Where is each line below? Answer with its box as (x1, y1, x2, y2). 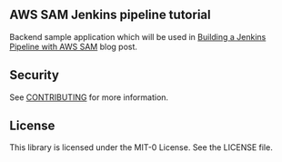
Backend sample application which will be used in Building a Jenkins (9, 31, 267, 42)
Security (9, 67, 59, 83)
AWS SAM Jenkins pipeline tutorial (9, 7, 211, 23)
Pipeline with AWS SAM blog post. (9, 41, 138, 52)
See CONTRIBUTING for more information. (9, 91, 169, 103)
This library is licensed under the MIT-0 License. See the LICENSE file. (9, 142, 273, 153)
